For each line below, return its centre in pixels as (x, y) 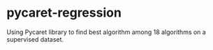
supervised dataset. (35, 39)
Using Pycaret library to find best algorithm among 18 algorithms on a (106, 32)
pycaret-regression (64, 13)
